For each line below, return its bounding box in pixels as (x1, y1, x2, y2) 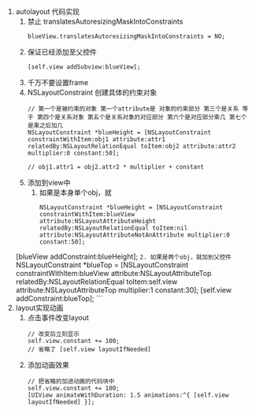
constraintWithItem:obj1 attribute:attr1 (27, 136, 165, 144)
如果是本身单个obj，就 (39, 188, 112, 197)
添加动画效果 (27, 360, 69, 369)
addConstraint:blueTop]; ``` (15, 294, 103, 303)
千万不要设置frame (27, 78, 89, 87)
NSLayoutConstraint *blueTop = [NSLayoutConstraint (15, 260, 189, 270)
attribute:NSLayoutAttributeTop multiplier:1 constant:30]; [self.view (15, 285, 232, 294)
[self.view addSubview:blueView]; (27, 63, 141, 71)
